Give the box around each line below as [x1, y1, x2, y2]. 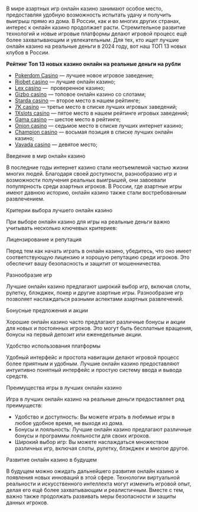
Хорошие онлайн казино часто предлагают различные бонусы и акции [6, 319, 186, 325]
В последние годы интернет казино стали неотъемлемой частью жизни [6, 164, 189, 171]
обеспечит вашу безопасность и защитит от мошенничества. [6, 260, 161, 267]
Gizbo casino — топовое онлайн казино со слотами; [14, 91, 146, 98]
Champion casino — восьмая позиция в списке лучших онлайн [14, 128, 173, 135]
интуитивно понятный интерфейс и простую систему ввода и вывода [6, 367, 182, 373]
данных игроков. [6, 499, 48, 506]
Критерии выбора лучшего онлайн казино [6, 207, 113, 213]
